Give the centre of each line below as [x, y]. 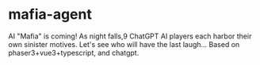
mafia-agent [50, 14]
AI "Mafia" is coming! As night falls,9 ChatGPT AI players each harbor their [130, 36]
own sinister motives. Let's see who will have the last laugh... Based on [124, 44]
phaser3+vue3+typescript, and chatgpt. [74, 52]
